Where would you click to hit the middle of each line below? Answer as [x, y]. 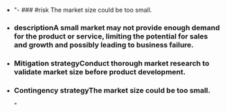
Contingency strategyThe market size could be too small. [112, 90]
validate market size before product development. [100, 71]
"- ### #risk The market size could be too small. [83, 10]
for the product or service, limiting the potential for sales [111, 36]
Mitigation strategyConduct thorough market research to [111, 63]
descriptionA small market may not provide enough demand [117, 27]
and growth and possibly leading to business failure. [103, 45]
